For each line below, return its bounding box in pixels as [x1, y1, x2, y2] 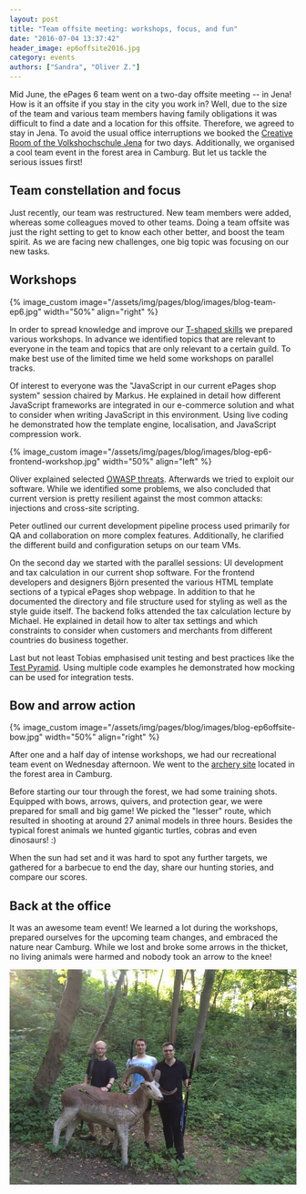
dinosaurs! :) [9, 834, 56, 846]
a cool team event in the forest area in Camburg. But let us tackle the [9, 147, 267, 158]
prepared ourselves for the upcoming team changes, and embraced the [9, 932, 278, 943]
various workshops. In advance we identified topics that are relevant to [9, 333, 276, 344]
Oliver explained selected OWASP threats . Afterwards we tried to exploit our [9, 474, 294, 485]
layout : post [9, 15, 59, 24]
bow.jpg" [9, 731, 44, 742]
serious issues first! [9, 157, 84, 168]
